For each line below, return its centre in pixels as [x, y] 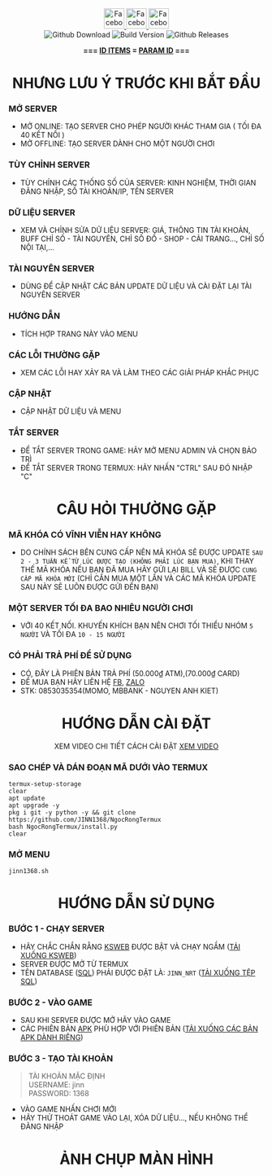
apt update [27, 798]
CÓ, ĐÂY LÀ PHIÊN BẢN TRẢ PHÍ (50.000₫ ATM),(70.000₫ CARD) [130, 673]
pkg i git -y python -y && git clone [72, 812]
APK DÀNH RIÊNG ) [52, 1037]
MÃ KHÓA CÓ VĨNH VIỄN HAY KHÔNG [85, 534]
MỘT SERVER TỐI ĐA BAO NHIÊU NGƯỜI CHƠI [101, 608]
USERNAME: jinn [56, 1085]
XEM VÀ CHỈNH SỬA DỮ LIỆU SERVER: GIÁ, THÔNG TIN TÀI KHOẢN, [135, 230]
